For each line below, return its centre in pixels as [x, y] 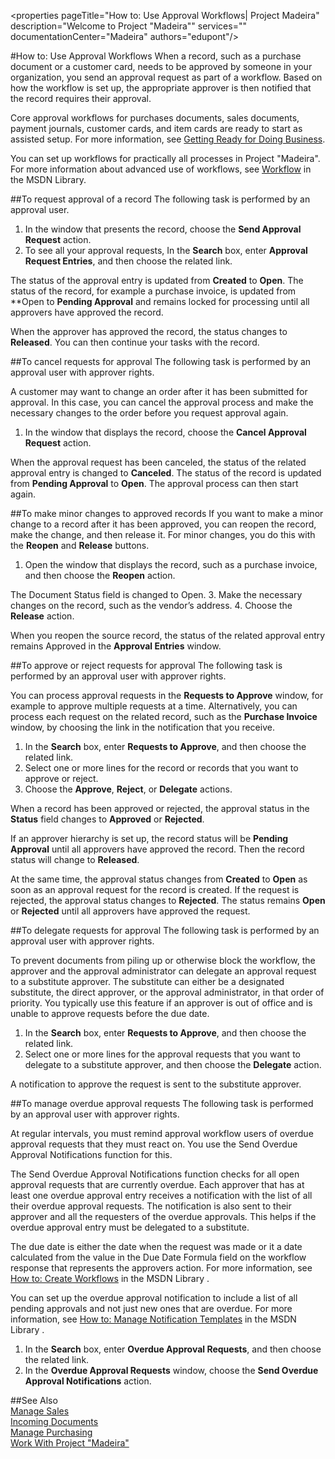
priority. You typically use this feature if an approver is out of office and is [161, 1003]
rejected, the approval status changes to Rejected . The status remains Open [168, 900]
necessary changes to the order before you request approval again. [149, 413]
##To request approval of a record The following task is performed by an [160, 199]
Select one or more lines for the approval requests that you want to [162, 1054]
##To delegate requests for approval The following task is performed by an [165, 930]
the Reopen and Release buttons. [80, 545]
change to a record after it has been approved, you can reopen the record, [163, 524]
